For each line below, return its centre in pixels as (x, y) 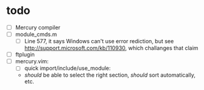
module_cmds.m (36, 34)
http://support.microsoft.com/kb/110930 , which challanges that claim (111, 48)
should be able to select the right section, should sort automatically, (110, 75)
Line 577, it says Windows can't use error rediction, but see (99, 41)
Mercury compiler (38, 27)
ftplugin (25, 55)
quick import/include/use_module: (68, 68)
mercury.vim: (32, 61)
